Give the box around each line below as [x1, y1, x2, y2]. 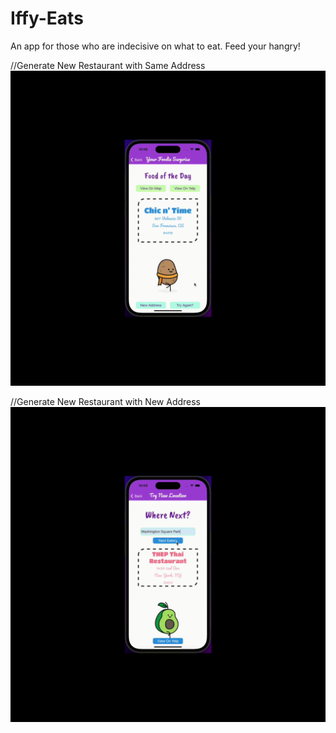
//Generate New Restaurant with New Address [10, 395, 202, 407]
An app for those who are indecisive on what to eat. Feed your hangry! [10, 40, 301, 52]
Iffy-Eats [10, 7, 84, 30]
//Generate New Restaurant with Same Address [10, 59, 206, 71]
